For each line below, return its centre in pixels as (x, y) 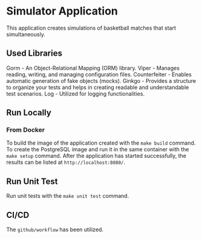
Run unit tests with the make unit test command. (68, 196)
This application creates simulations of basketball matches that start (91, 28)
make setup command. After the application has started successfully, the (96, 156)
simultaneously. (26, 34)
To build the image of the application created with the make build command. (101, 143)
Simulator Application (62, 11)
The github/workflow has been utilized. (55, 230)
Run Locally (29, 113)
